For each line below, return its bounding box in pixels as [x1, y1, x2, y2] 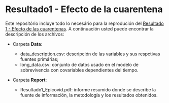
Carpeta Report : [12, 77, 47, 83]
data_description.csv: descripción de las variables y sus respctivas [20, 51, 160, 57]
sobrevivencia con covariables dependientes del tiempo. [20, 67, 139, 73]
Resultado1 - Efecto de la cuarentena [5, 4, 163, 15]
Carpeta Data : [12, 41, 43, 47]
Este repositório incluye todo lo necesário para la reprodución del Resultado [5, 20, 164, 26]
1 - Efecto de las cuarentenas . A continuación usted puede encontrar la [5, 25, 154, 31]
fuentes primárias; [20, 56, 59, 62]
